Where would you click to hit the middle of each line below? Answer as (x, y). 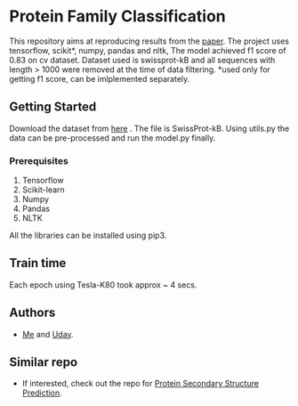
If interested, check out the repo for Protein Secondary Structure (141, 384)
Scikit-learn (43, 190)
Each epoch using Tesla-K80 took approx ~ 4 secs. (103, 284)
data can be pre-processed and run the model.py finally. (113, 138)
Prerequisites (39, 160)
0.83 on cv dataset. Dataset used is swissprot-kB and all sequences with (142, 60)
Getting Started (53, 107)
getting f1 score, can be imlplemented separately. (100, 78)
